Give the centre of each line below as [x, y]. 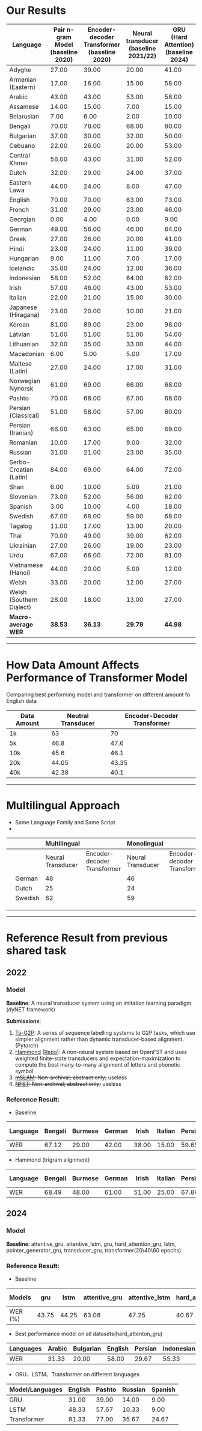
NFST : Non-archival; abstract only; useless [68, 1083]
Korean [20, 324]
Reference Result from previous [87, 938]
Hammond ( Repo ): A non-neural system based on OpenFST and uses [101, 1052]
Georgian [22, 219]
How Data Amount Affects [73, 665]
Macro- [20, 617]
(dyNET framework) [31, 1009]
